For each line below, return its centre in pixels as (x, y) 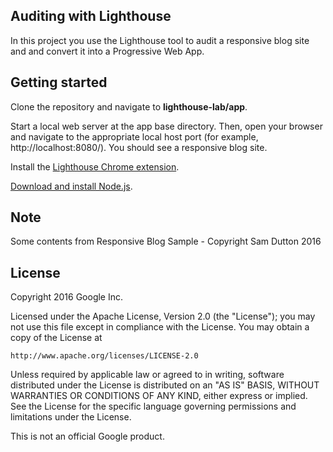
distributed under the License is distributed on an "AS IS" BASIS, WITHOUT (165, 385)
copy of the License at (56, 338)
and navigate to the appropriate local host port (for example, (134, 136)
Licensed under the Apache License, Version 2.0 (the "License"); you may (163, 316)
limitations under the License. (71, 417)
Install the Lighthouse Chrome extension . (95, 166)
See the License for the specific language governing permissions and (153, 406)
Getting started (59, 82)
